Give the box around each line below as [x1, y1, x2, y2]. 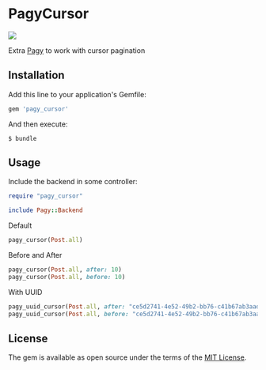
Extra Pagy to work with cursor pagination [8, 45, 146, 55]
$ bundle [8, 134, 37, 142]
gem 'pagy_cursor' [8, 104, 69, 113]
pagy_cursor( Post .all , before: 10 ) [8, 273, 126, 281]
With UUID [8, 287, 43, 296]
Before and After [8, 251, 63, 260]
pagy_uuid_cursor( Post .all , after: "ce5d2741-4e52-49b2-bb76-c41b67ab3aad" [8, 302, 264, 311]
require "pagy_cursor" [8, 192, 83, 200]
